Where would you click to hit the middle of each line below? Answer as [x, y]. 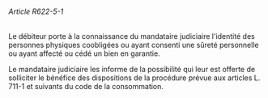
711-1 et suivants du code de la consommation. [86, 87]
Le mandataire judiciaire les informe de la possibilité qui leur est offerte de [132, 70]
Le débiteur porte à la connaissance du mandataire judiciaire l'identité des [132, 36]
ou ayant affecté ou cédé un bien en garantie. [84, 53]
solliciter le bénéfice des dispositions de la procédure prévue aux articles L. [134, 78]
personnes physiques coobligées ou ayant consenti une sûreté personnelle [134, 45]
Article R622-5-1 [36, 11]
